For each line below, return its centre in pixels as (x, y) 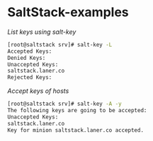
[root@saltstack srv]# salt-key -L (60, 44)
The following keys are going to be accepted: (77, 111)
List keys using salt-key (42, 32)
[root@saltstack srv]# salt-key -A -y (64, 104)
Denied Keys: (27, 58)
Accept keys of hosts (38, 91)
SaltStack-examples (68, 12)
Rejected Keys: (30, 78)
